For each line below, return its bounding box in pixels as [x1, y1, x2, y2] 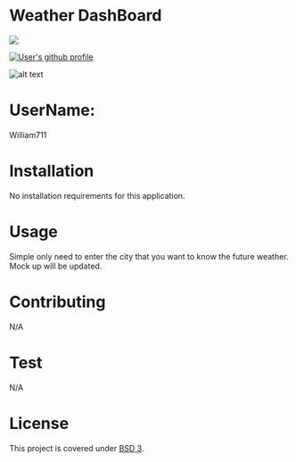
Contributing [9, 292, 106, 312]
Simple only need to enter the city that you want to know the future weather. [9, 251, 289, 261]
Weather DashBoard [9, 5, 162, 26]
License [9, 413, 70, 433]
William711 [9, 129, 47, 140]
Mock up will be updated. [9, 260, 103, 271]
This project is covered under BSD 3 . [9, 442, 144, 453]
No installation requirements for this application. [9, 190, 185, 201]
